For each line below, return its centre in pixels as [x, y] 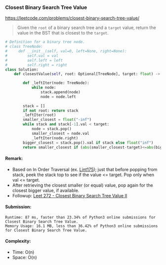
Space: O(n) [24, 258]
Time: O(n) [23, 252]
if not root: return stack [51, 111]
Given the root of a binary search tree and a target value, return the [87, 28]
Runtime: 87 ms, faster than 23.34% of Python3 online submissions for [80, 217]
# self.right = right [36, 65]
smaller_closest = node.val [61, 133]
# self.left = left [34, 60]
